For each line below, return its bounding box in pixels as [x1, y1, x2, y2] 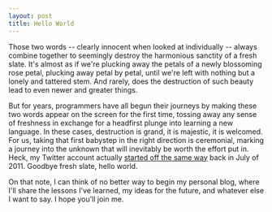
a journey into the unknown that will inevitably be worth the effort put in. [8, 144, 249, 154]
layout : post [8, 11, 53, 20]
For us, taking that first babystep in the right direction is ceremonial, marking [8, 135, 265, 145]
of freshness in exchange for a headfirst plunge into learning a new [8, 118, 234, 128]
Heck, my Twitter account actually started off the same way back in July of [8, 152, 260, 162]
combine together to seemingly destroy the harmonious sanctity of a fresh [8, 50, 257, 60]
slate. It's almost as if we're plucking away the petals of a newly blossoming [8, 58, 262, 69]
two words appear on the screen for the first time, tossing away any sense [8, 109, 257, 119]
